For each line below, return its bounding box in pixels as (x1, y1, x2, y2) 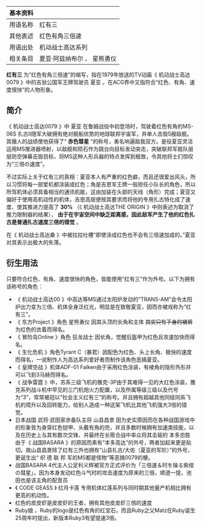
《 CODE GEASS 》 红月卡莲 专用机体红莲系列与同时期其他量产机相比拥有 (14, 484, 192, 491)
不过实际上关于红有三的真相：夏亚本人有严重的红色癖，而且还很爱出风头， (6, 173, 191, 180)
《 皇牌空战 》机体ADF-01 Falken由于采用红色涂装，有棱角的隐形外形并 (14, 363, 191, 370)
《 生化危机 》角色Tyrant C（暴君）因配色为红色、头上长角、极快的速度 (14, 348, 192, 355)
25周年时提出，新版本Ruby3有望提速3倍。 (14, 514, 120, 521)
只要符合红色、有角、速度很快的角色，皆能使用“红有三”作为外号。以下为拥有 (6, 275, 195, 282)
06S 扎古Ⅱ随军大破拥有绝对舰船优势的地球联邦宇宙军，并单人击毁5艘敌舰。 (6, 130, 192, 137)
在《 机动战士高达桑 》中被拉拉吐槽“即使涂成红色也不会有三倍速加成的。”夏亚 (6, 231, 196, 238)
